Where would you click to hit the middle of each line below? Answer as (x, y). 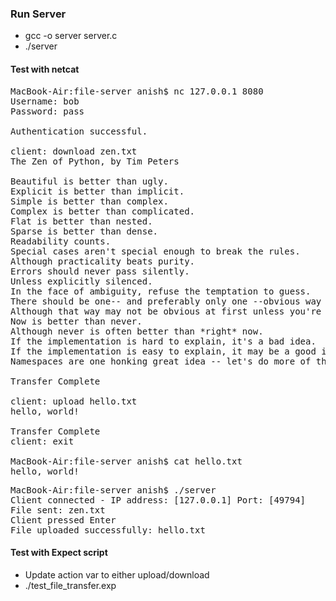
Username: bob (45, 101)
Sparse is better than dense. (84, 231)
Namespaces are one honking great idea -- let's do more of (161, 361)
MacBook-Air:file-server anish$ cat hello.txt (126, 461)
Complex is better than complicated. (103, 211)
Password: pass (47, 111)
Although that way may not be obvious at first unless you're (166, 311)
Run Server (38, 14)
